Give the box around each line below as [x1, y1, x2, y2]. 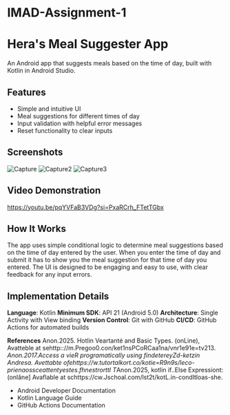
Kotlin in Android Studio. [7, 67, 76, 75]
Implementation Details [7, 290, 109, 302]
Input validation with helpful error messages [17, 119, 143, 127]
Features [7, 86, 46, 98]
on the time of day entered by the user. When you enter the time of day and [7, 248, 221, 257]
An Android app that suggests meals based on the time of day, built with [7, 59, 212, 67]
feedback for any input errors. [7, 270, 92, 279]
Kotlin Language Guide [17, 394, 82, 402]
